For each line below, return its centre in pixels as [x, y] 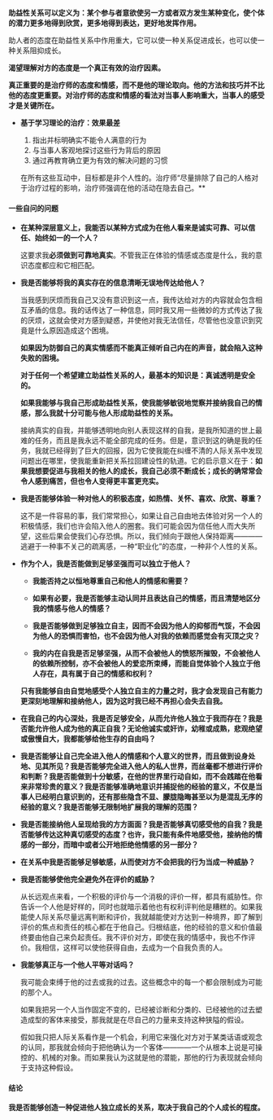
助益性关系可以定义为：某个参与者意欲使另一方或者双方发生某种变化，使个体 [136, 13]
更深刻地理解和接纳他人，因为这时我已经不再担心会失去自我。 [123, 701]
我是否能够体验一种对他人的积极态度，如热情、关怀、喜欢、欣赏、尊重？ [141, 499]
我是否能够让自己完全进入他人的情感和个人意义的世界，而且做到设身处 [138, 756]
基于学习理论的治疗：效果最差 [70, 123]
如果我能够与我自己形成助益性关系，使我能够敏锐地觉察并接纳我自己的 [138, 403]
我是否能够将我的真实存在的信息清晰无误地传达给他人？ [113, 283]
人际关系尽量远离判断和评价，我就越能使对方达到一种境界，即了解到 [148, 917]
